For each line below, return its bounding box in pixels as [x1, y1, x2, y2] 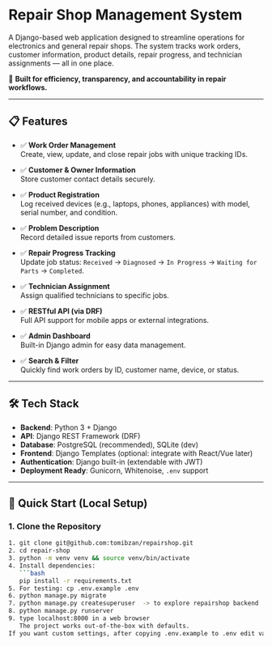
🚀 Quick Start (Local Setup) [8, 496, 148, 510]
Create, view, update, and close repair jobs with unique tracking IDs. [19, 149, 249, 159]
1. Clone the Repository [8, 521, 101, 532]
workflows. [8, 83, 48, 92]
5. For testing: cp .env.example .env [8, 584, 139, 593]
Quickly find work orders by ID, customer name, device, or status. [19, 364, 240, 374]
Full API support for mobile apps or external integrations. [19, 315, 209, 325]
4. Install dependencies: [8, 561, 96, 570]
